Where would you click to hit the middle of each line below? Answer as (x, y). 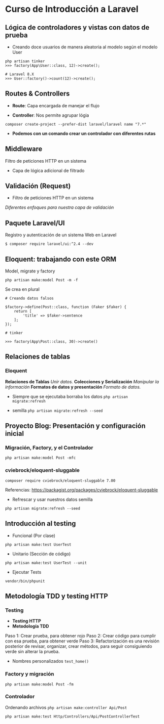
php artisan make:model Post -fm (39, 684)
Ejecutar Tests (27, 572)
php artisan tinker (25, 61)
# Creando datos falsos (30, 298)
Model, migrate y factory (30, 271)
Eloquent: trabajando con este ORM (61, 259)
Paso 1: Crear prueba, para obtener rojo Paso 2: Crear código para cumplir (81, 636)
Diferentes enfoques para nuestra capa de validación (60, 207)
